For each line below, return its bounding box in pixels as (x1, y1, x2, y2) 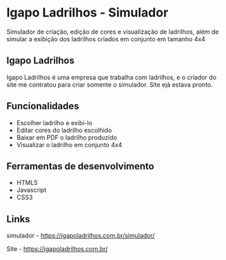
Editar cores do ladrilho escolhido (16, 126, 112, 134)
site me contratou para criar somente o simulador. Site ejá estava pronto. (6, 80, 213, 89)
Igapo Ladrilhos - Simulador (6, 5, 169, 21)
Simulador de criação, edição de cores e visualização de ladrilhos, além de (6, 28, 219, 36)
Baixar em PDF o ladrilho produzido (16, 133, 118, 142)
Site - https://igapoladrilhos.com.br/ (6, 245, 108, 253)
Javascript (16, 186, 47, 194)
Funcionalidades (6, 100, 80, 112)
